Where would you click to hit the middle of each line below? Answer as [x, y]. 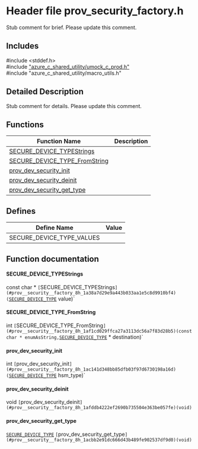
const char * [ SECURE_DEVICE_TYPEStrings [61, 287]
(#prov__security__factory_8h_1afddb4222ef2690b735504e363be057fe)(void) [99, 408]
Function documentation [53, 259]
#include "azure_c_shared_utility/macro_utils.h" [64, 73]
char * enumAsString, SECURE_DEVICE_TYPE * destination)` [75, 337]
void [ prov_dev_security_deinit [43, 402]
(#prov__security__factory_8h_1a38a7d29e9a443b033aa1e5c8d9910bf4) [91, 293]
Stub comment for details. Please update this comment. [74, 106]
